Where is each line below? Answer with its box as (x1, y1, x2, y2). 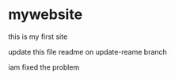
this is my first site (8, 32, 68, 41)
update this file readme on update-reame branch (8, 47, 168, 56)
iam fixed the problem (8, 62, 80, 72)
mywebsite (8, 6, 83, 24)
